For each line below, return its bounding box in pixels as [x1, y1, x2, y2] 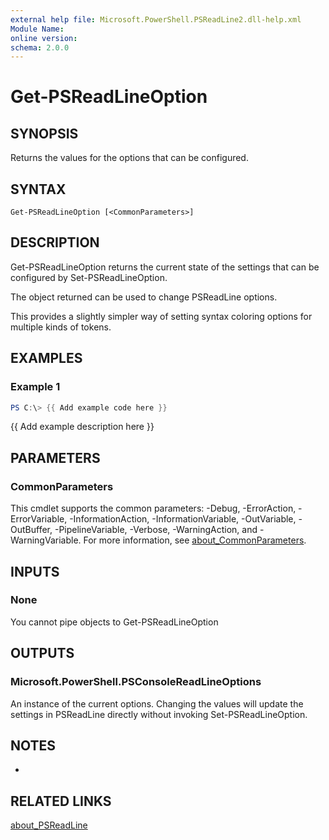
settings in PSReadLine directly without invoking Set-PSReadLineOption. [10, 708, 308, 720]
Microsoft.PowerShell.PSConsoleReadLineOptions [10, 675, 262, 689]
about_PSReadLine [10, 819, 88, 831]
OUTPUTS [10, 645, 75, 662]
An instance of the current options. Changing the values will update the [10, 697, 304, 710]
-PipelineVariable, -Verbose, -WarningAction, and [54, 524, 258, 536]
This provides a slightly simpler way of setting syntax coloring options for [10, 310, 313, 322]
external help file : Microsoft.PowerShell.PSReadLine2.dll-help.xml [10, 14, 302, 25]
